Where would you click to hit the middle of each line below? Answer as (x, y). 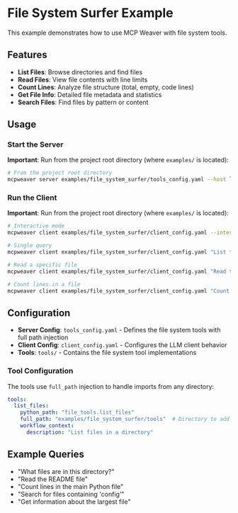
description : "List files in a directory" (90, 432)
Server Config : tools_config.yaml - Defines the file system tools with (119, 330)
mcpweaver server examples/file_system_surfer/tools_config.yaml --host (117, 180)
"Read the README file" (53, 479)
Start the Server (35, 145)
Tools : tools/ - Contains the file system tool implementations (107, 353)
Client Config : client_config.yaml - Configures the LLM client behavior (122, 345)
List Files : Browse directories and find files (80, 72)
